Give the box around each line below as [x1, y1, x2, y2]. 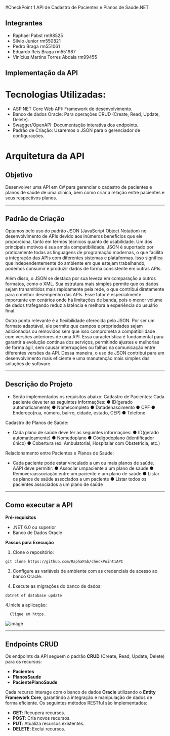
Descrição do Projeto [5, 380, 73, 389]
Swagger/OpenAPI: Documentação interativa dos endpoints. [12, 122, 139, 128]
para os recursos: [5, 659, 42, 665]
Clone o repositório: [12, 549, 54, 555]
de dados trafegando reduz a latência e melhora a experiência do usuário [5, 302, 158, 308]
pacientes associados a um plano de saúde [12, 481, 103, 487]
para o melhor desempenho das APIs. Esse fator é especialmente [5, 291, 142, 297]
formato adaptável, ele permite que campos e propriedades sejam [5, 323, 143, 329]
